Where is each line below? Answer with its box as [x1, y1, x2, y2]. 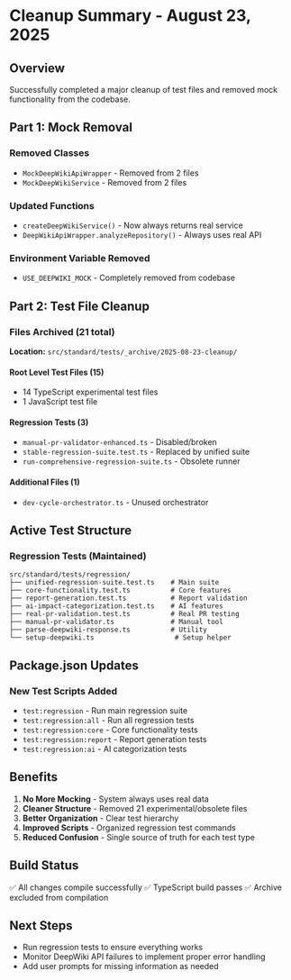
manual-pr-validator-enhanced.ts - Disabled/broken [22, 437, 218, 448]
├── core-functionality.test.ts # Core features [9, 586, 232, 595]
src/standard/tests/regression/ [9, 570, 131, 579]
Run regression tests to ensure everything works [22, 942, 204, 953]
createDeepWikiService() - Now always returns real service [22, 220, 243, 231]
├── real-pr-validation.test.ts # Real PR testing [9, 610, 241, 619]
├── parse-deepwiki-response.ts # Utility [9, 625, 207, 635]
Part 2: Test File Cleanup [9, 298, 150, 313]
